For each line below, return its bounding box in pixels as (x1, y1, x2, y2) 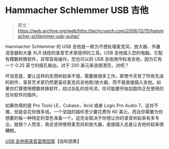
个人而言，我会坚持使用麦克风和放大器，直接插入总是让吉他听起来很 (22, 121, 164, 127)
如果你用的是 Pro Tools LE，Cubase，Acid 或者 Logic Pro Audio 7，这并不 (5, 102, 158, 108)
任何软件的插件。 (5, 91, 41, 98)
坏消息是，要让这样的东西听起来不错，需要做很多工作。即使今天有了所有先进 (5, 73, 164, 79)
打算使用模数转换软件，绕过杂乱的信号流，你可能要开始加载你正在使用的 (14, 85, 164, 91)
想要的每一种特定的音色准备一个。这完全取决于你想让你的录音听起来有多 (5, 115, 155, 121)
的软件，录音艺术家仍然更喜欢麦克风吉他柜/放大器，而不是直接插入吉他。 (5, 79, 157, 85)
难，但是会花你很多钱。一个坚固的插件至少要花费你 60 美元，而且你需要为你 (5, 108, 163, 114)
